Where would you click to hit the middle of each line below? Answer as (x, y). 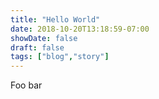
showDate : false (44, 38)
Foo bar (26, 85)
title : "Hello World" (55, 19)
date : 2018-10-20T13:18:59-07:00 (80, 29)
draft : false (37, 47)
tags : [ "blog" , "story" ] (60, 57)
